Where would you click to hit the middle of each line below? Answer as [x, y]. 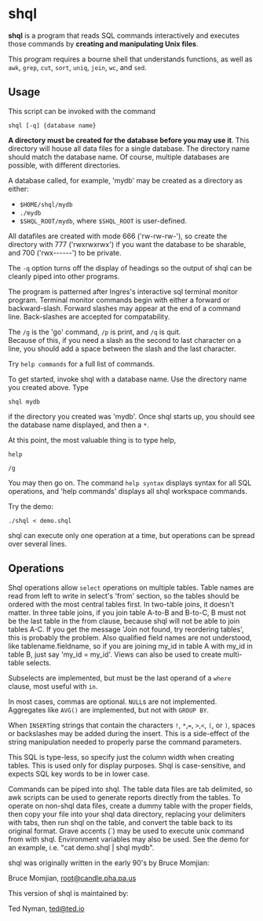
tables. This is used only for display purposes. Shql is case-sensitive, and [127, 765]
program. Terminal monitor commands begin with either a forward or [119, 300]
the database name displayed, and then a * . [79, 425]
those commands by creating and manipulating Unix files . [103, 43]
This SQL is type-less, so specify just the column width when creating [121, 757]
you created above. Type [48, 387]
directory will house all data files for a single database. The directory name [129, 148]
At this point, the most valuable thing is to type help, [92, 440]
